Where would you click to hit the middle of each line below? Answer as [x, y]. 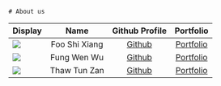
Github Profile [140, 31]
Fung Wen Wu [77, 57]
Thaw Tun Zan [77, 70]
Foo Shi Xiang [77, 44]
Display [27, 31]
